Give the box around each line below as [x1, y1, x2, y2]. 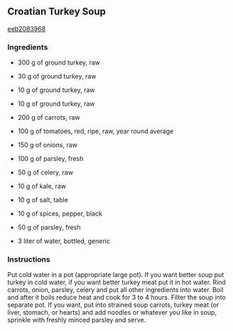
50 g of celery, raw [17, 168, 73, 176]
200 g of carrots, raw [17, 113, 80, 122]
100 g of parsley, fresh [17, 155, 84, 163]
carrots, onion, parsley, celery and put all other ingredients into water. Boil [7, 286, 224, 294]
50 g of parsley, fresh [17, 223, 81, 232]
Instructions [7, 254, 51, 264]
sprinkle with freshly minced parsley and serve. [7, 315, 146, 325]
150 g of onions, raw [17, 141, 78, 150]
